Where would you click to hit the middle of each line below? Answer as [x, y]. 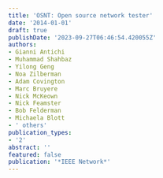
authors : [22, 45]
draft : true [28, 30]
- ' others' [28, 125]
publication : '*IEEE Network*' [59, 162]
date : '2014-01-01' [40, 23]
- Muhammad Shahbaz [40, 60]
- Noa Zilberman [35, 74]
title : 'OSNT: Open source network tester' [81, 15]
